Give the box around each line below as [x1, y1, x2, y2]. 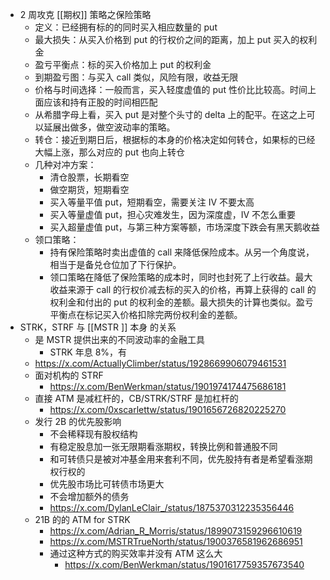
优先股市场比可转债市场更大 [49, 478, 165, 490]
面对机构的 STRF [34, 369, 104, 381]
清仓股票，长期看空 [49, 171, 130, 183]
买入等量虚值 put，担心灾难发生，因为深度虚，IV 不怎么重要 [49, 209, 297, 220]
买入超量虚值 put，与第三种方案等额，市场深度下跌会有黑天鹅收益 [49, 221, 320, 233]
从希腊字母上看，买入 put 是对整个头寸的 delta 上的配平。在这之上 [34, 109, 307, 120]
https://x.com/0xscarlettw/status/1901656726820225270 [49, 404, 287, 415]
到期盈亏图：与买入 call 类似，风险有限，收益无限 [34, 71, 239, 83]
